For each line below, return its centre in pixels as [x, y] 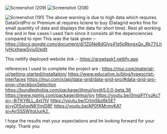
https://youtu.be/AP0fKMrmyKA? [87, 106]
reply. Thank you [22, 126]
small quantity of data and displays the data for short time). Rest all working [83, 28]
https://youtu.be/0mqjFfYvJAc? [128, 95]
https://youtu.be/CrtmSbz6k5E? [83, 100]
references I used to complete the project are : [53, 68]
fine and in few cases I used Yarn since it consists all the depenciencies [79, 33]
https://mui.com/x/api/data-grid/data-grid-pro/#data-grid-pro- [92, 79]
